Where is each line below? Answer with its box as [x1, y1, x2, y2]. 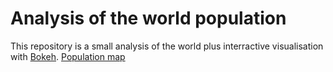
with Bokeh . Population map [10, 50, 126, 62]
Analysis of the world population [10, 7, 287, 30]
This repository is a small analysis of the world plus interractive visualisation [10, 40, 324, 52]
